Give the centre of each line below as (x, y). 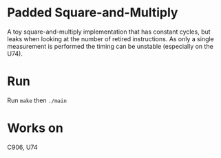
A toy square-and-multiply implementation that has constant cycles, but (109, 32)
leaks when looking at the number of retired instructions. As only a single (111, 38)
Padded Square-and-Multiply (93, 13)
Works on (35, 128)
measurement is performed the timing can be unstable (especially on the (110, 46)
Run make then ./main (37, 100)
